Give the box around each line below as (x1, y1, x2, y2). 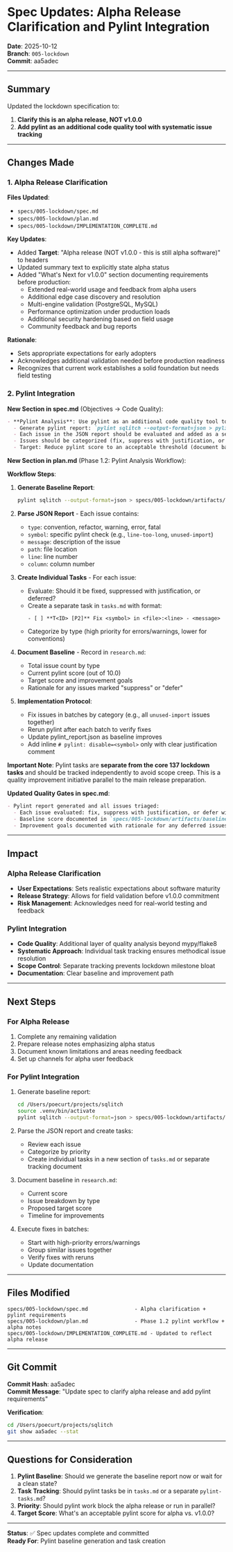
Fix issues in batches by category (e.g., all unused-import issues (27, 710, 210, 719)
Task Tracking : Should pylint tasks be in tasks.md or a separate (17, 1487, 199, 1495)
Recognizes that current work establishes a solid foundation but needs (17, 364, 220, 373)
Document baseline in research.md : (17, 1176, 118, 1184)
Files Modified (7, 1287, 71, 1299)
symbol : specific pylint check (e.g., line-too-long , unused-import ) (27, 530, 214, 539)
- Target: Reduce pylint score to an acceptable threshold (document (13, 444, 218, 451)
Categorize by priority (27, 1147, 91, 1156)
